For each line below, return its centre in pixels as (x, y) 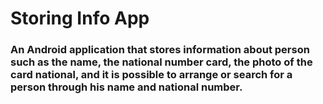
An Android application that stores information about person (160, 50)
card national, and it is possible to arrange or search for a (151, 75)
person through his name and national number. (126, 87)
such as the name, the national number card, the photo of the (161, 62)
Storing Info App (80, 18)
